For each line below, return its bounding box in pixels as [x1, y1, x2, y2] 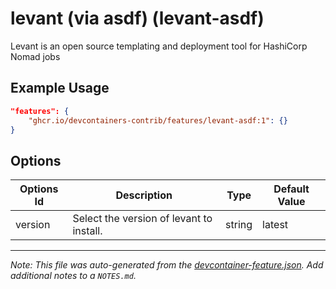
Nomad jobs [10, 50, 61, 62]
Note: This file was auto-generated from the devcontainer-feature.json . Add [10, 259, 324, 271]
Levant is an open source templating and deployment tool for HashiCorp [10, 40, 308, 52]
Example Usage [10, 80, 110, 97]
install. [72, 224, 103, 238]
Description [115, 188, 173, 202]
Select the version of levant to [72, 212, 213, 226]
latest [262, 218, 289, 232]
